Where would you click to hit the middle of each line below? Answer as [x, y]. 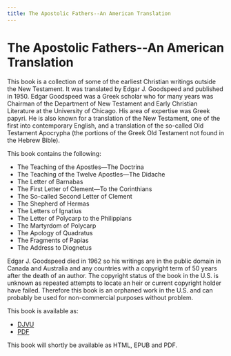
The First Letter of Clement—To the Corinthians [84, 189]
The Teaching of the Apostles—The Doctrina [81, 167]
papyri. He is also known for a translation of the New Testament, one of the [114, 118]
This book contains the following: [54, 153]
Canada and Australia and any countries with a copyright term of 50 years [112, 268]
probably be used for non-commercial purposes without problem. [100, 297]
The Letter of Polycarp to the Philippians [74, 218]
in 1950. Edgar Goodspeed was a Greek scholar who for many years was [110, 96]
